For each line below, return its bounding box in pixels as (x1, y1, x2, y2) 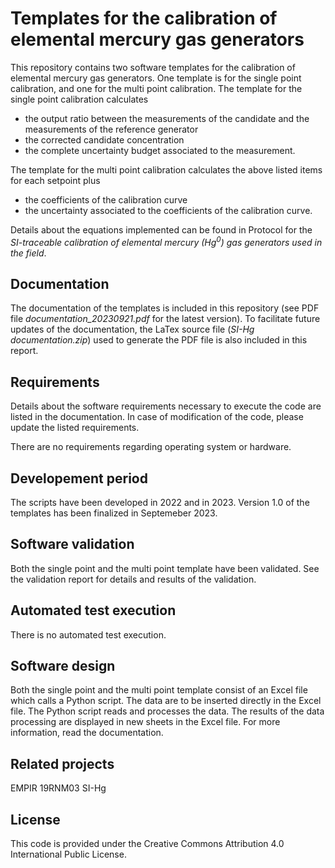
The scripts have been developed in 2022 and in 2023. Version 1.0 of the (10, 497, 310, 509)
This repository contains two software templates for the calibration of (10, 61, 296, 73)
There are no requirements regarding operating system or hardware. (10, 441, 292, 453)
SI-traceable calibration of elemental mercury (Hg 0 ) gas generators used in (10, 234, 323, 248)
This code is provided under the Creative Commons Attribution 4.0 (10, 838, 285, 850)
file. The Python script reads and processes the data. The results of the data (10, 705, 325, 717)
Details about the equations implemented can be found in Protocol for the (10, 223, 313, 236)
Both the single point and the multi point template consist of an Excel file (10, 684, 308, 696)
